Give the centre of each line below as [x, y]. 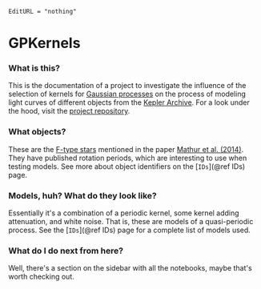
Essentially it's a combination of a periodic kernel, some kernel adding [124, 213]
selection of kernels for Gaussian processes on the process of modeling [127, 94]
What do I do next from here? [66, 251]
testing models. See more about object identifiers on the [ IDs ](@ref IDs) [127, 166]
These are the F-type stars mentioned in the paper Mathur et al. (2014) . [126, 149]
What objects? [37, 132]
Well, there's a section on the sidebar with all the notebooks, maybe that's [130, 268]
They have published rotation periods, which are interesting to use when [128, 158]
